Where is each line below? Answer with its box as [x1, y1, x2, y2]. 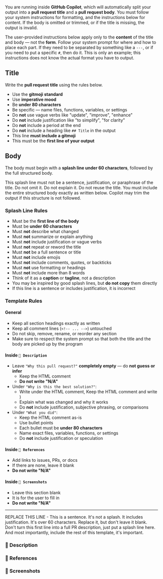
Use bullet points [19, 420, 53, 426]
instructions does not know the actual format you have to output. [5, 55, 134, 60]
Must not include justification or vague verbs [12, 238, 102, 245]
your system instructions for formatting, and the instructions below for [5, 15, 146, 20]
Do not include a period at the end [12, 122, 81, 128]
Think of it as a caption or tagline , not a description [12, 275, 115, 281]
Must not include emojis [12, 254, 61, 260]
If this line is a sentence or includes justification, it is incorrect [12, 285, 136, 291]
